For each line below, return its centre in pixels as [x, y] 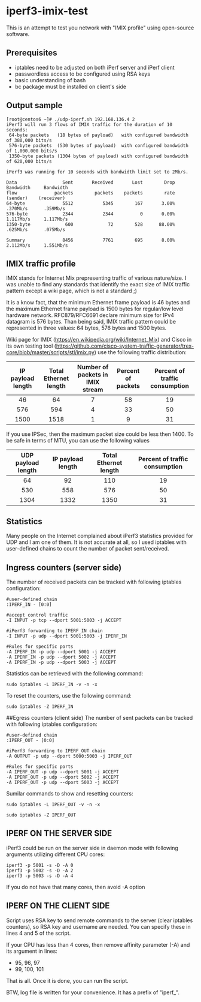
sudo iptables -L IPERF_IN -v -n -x [52, 684]
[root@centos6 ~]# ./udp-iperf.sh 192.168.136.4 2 [71, 119]
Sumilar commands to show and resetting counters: [70, 793]
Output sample [34, 105]
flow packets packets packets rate [91, 193]
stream [93, 390]
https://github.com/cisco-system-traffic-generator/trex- [125, 346]
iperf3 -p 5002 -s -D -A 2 [40, 871]
